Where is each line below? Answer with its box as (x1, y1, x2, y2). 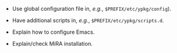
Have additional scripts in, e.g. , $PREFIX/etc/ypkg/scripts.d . (12, 17, 164, 23)
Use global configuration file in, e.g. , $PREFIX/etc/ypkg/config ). (12, 5, 172, 12)
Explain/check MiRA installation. (12, 40, 93, 47)
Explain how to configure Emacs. (12, 28, 95, 36)
